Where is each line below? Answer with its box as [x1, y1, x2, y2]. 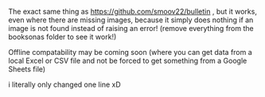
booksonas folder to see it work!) [8, 32, 117, 41]
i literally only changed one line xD [8, 80, 121, 89]
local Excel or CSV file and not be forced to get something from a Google [8, 56, 247, 65]
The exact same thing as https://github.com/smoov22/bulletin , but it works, [8, 7, 257, 16]
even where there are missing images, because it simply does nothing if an [8, 15, 254, 25]
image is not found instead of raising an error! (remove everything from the [8, 24, 254, 33]
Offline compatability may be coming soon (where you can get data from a [8, 48, 252, 56]
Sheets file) [8, 64, 46, 74]
